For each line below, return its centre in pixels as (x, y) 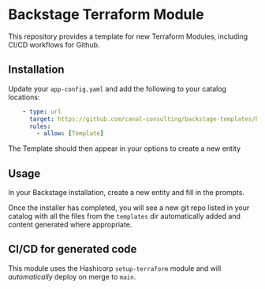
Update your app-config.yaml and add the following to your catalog (118, 88)
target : (42, 119)
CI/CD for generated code (73, 249)
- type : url (42, 111)
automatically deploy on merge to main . (72, 276)
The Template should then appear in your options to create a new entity (125, 148)
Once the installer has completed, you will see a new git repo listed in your (129, 208)
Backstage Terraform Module (106, 15)
